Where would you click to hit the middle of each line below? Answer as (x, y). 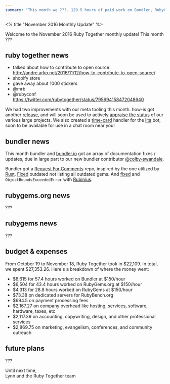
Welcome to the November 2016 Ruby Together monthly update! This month (84, 34)
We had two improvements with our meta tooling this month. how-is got (80, 110)
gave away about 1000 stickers (45, 83)
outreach (22, 332)
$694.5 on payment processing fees (50, 300)
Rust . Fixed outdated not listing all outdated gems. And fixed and (73, 174)
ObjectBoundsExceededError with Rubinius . (49, 179)
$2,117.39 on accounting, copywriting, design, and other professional (84, 316)
